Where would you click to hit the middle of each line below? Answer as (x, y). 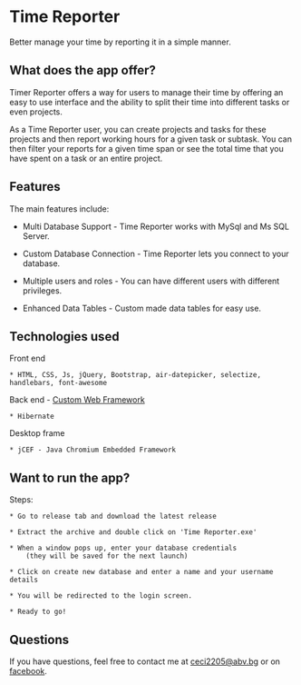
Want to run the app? (70, 477)
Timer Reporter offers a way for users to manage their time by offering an (146, 92)
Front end (28, 358)
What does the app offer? (83, 70)
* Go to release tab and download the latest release (113, 516)
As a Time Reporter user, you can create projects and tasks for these (138, 129)
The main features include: (59, 208)
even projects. (36, 112)
